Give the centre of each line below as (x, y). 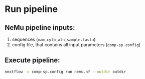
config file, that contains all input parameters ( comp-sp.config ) (76, 45)
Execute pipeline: (33, 60)
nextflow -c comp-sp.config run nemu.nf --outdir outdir (65, 72)
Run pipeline (31, 9)
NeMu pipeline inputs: (40, 28)
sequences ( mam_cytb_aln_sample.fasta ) (54, 39)
